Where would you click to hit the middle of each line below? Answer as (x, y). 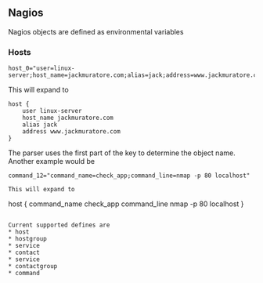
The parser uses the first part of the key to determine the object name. (122, 153)
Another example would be (52, 161)
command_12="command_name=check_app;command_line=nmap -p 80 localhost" (129, 176)
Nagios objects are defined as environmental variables (96, 31)
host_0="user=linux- (42, 69)
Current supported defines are (59, 225)
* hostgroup (27, 239)
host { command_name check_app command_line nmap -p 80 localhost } (126, 204)
